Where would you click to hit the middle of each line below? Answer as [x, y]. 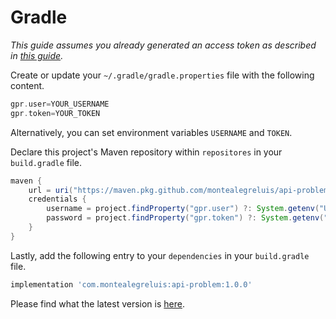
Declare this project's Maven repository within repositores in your [146, 152]
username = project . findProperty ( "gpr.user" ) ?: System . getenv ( [183, 209]
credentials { [57, 199]
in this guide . [37, 55]
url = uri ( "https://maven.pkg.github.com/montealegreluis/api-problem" [180, 190]
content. [27, 85]
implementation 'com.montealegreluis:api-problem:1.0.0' [131, 284]
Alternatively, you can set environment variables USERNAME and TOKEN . [151, 132]
